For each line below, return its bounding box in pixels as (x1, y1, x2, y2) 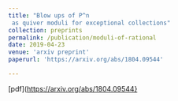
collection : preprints (8, 26, 83, 34)
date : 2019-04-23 (8, 41, 65, 49)
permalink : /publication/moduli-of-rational (8, 33, 157, 42)
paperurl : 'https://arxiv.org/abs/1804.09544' (8, 56, 164, 64)
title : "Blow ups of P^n (8, 11, 90, 20)
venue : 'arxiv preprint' (8, 48, 90, 56)
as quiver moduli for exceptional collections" (11, 19, 171, 27)
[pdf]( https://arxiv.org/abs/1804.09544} (8, 84, 138, 93)
